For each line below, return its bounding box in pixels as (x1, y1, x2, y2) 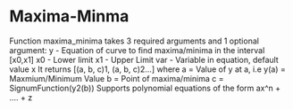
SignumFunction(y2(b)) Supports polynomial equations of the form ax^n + (9, 82, 281, 93)
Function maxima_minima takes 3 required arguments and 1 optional (9, 35, 259, 46)
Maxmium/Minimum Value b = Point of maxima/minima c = (9, 73, 224, 83)
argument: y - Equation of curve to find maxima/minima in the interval (9, 44, 265, 55)
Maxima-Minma (9, 6, 130, 27)
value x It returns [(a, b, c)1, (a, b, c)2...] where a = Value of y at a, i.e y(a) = (9, 64, 286, 75)
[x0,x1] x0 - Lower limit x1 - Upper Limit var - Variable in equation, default (9, 54, 279, 65)
